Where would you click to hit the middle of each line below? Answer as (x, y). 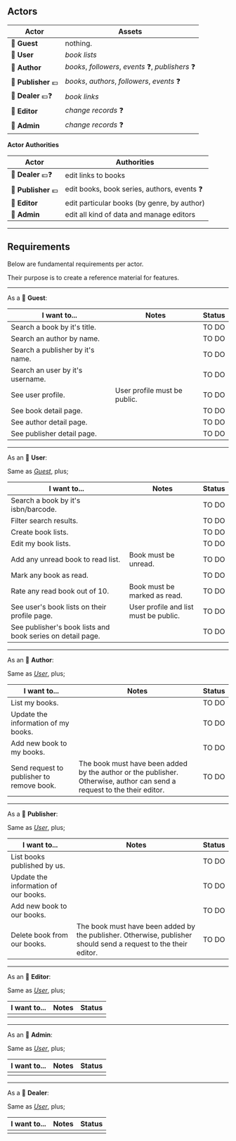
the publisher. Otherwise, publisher (134, 935)
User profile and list (161, 607)
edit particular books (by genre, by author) (135, 203)
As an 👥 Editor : (29, 976)
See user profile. (38, 395)
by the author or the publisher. (129, 772)
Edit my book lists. (41, 543)
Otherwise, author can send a (127, 781)
